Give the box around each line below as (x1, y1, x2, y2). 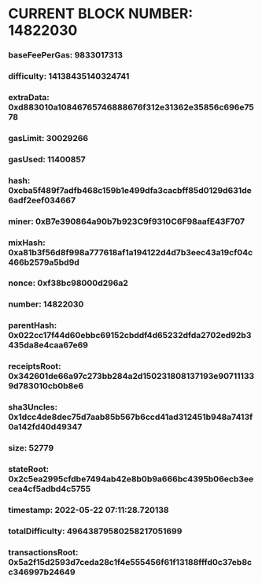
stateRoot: (8, 464, 50, 475)
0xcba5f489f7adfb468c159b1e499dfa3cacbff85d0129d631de (8, 184, 252, 195)
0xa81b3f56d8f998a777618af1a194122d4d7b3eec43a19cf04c (8, 247, 253, 258)
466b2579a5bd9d (8, 257, 80, 268)
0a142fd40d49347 (8, 421, 83, 433)
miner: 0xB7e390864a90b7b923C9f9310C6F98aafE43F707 (8, 216, 245, 227)
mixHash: (8, 237, 46, 248)
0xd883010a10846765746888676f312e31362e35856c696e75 (8, 102, 254, 113)
